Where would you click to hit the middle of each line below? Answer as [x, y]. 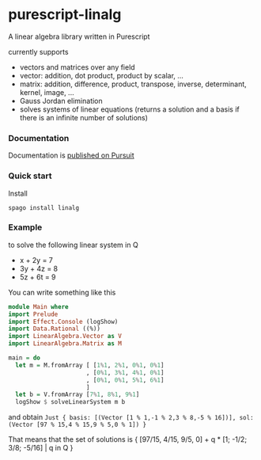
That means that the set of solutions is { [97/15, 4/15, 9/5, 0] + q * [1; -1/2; [128, 439]
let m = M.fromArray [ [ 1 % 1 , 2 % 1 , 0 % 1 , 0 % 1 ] [90, 365]
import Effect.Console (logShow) [63, 321]
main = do [25, 358]
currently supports [38, 51]
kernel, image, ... [47, 92]
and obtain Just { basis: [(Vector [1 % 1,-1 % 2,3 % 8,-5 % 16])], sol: [131, 417]
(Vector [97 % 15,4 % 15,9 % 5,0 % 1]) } [78, 425]
